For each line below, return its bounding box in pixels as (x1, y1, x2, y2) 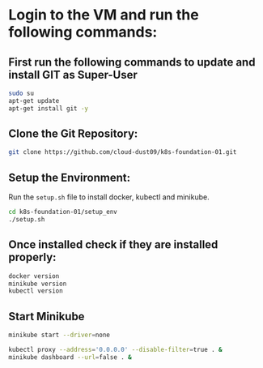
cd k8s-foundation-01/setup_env (8, 208, 117, 216)
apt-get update (8, 96, 60, 105)
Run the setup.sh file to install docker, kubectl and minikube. (8, 192, 210, 202)
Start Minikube (8, 310, 85, 323)
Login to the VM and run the (8, 6, 200, 24)
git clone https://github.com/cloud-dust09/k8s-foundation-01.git (8, 148, 237, 156)
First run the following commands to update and (8, 55, 256, 69)
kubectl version (8, 287, 63, 295)
